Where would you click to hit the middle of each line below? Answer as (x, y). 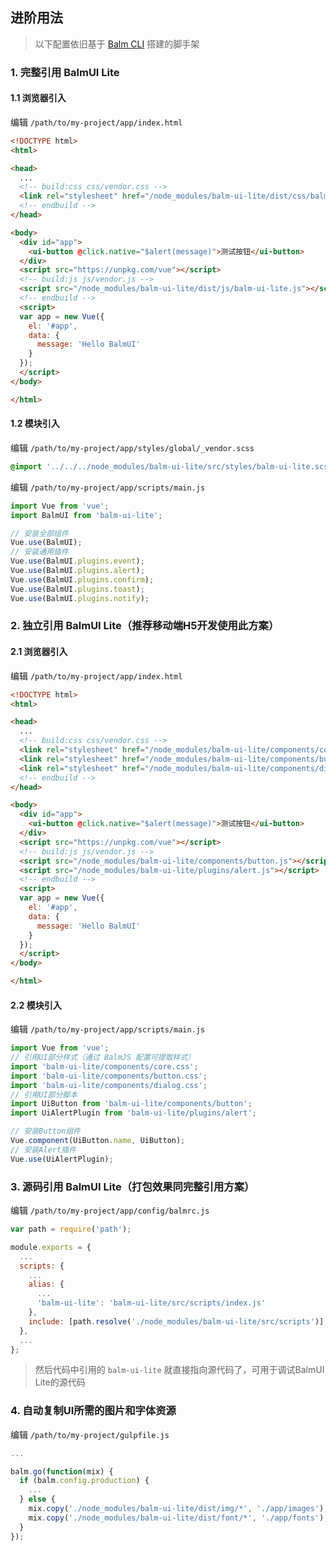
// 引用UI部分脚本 (44, 1094)
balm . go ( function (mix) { (62, 1471)
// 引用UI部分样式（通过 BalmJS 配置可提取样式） (103, 1058)
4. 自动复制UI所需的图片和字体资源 (93, 1411)
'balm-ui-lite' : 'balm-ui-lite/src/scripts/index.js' (151, 1303)
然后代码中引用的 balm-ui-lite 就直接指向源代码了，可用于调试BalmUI (179, 1370)
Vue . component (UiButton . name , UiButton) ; (98, 1141)
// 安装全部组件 (39, 533)
